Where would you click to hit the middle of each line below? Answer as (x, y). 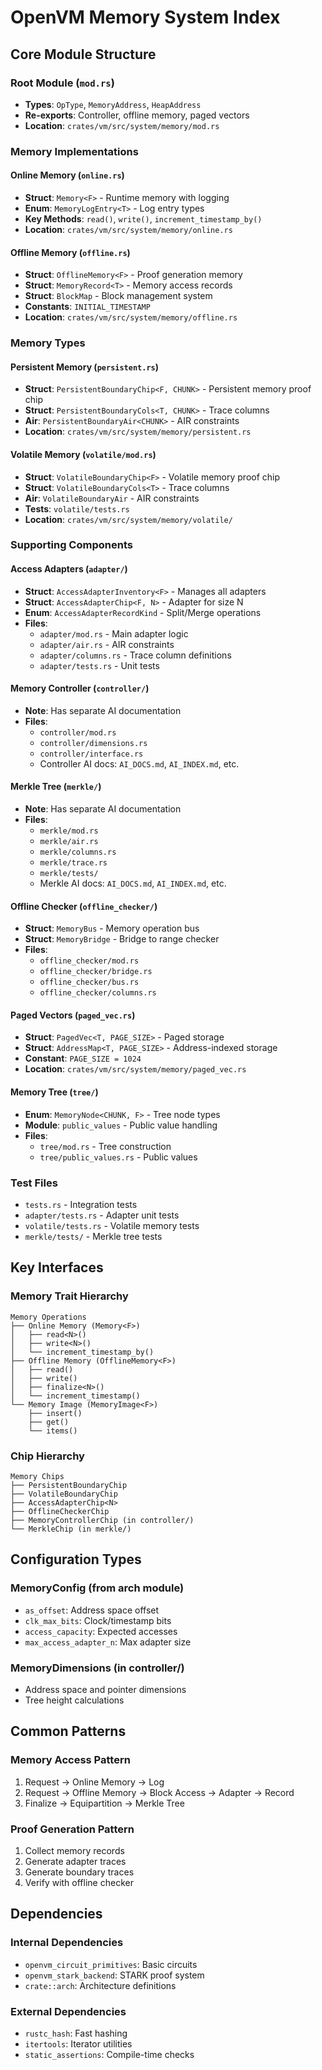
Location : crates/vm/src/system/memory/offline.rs (131, 317)
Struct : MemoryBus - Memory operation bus (112, 928)
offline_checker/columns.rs (98, 993)
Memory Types (48, 343)
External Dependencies (68, 2011)
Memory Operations (48, 1317)
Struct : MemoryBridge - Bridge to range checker (122, 939)
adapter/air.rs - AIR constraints (107, 644)
